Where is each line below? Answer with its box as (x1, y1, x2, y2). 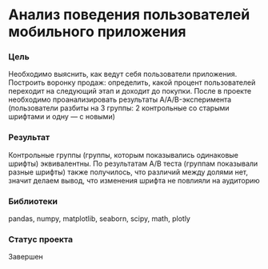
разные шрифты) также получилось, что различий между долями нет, (8, 167, 249, 177)
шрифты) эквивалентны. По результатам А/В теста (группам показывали (8, 159, 258, 168)
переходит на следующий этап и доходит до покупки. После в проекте (8, 86, 252, 96)
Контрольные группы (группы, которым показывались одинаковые (8, 150, 238, 159)
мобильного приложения (8, 22, 186, 41)
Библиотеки (8, 195, 58, 207)
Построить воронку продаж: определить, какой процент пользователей (8, 78, 256, 87)
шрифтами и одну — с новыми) (8, 112, 116, 122)
